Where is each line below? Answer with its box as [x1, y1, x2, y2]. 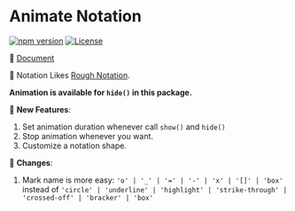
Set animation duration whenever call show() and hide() [21, 121, 226, 132]
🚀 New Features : [9, 104, 72, 114]
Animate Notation [9, 6, 142, 27]
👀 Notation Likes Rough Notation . [9, 69, 130, 81]
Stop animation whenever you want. [21, 130, 153, 141]
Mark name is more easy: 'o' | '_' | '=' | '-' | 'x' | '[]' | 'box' [21, 175, 283, 185]
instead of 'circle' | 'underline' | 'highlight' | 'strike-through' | [21, 184, 288, 194]
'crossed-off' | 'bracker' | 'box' [21, 193, 154, 202]
